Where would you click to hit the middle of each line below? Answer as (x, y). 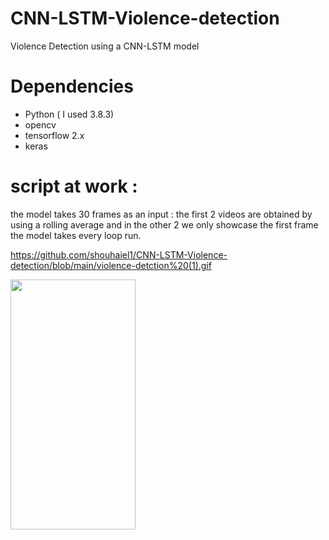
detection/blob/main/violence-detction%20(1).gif (111, 265)
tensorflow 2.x (54, 135)
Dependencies (72, 86)
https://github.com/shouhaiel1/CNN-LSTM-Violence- (119, 254)
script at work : (74, 186)
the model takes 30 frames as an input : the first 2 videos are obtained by (161, 214)
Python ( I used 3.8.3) (69, 114)
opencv (40, 124)
